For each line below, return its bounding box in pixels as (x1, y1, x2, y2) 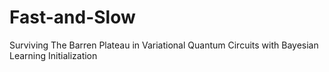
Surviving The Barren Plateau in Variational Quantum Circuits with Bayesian (9, 39, 319, 51)
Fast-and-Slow (9, 6, 136, 29)
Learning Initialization (9, 49, 98, 61)
